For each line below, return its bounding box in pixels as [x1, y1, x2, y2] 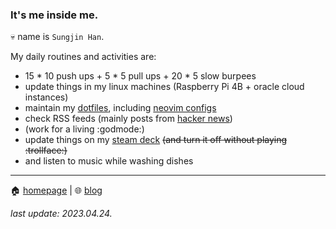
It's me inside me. [10, 8, 99, 22]
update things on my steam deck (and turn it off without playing [24, 134, 288, 146]
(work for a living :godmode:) [24, 123, 145, 135]
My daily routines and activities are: [10, 51, 157, 63]
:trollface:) [24, 144, 68, 157]
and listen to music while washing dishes [24, 155, 194, 167]
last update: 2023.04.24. [10, 208, 113, 220]
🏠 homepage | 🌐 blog [10, 184, 103, 197]
